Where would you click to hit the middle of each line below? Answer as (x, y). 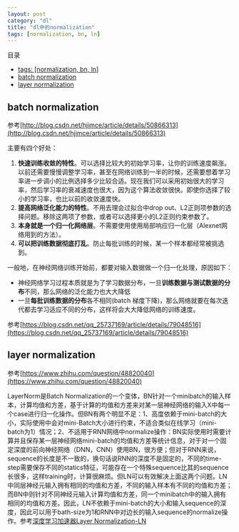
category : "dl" (30, 21)
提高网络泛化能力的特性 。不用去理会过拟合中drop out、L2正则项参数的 (122, 208)
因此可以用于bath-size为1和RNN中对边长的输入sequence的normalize (121, 512)
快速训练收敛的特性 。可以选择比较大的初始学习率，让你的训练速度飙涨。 (124, 163)
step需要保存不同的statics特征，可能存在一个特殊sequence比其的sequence (118, 467)
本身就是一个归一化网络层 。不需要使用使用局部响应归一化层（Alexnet (119, 226)
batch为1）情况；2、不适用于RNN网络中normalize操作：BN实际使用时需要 (117, 431)
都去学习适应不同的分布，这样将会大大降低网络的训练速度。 (112, 310)
